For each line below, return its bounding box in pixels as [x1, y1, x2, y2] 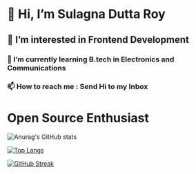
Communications [7, 63, 66, 72]
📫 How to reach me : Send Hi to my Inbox [7, 82, 148, 92]
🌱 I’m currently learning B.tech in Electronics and [7, 55, 175, 64]
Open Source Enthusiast [7, 110, 150, 126]
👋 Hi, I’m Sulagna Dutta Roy [7, 6, 166, 22]
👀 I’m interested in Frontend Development [7, 34, 190, 46]
